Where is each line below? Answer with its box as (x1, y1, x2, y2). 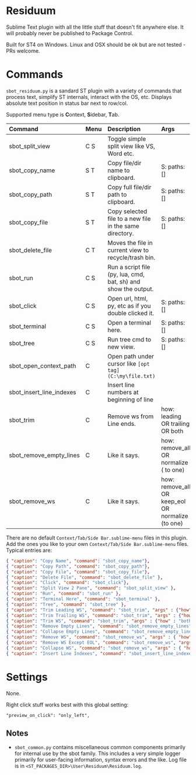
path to (107, 190, 127, 199)
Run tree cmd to (107, 335, 152, 343)
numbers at (107, 388, 139, 396)
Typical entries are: (6, 547, 52, 554)
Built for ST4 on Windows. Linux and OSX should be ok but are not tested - (6, 41, 186, 48)
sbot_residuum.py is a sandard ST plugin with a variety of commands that (6, 87, 182, 94)
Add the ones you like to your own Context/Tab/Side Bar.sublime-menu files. (6, 540, 189, 547)
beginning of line (107, 395, 153, 404)
